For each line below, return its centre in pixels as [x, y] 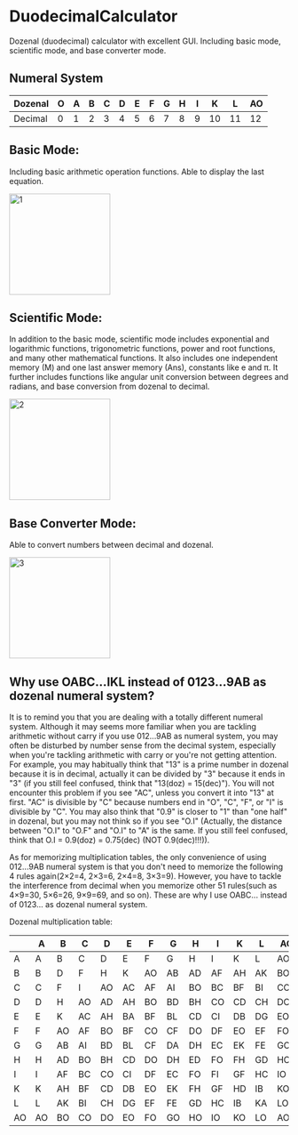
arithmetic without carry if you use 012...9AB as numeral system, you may [144, 736]
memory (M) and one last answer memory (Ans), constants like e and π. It [144, 367]
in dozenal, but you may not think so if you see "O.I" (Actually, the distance [145, 821]
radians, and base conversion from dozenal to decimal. [110, 386]
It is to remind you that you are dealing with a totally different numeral [136, 717]
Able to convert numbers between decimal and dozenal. [112, 545]
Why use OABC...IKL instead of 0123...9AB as [138, 682]
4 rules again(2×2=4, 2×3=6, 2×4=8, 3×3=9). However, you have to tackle [145, 876]
